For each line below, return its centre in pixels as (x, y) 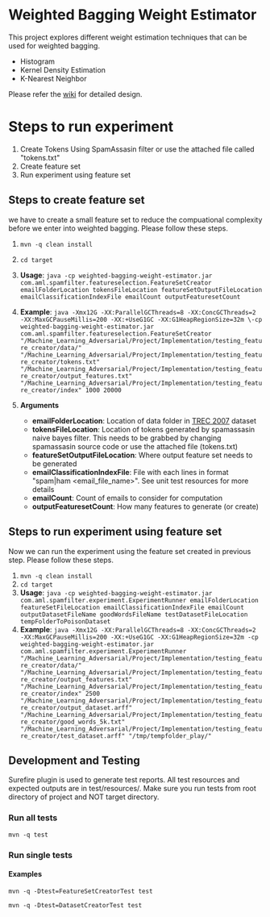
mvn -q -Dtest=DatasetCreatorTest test (75, 905)
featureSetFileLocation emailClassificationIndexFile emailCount (132, 607)
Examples (25, 874)
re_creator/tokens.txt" (60, 362)
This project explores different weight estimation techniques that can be (128, 37)
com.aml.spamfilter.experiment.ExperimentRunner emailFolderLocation (139, 600)
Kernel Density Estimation (63, 69)
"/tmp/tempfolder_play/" (170, 736)
